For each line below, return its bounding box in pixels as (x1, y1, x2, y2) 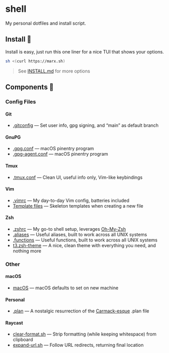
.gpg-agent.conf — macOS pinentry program (12, 151, 108, 157)
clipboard (12, 337, 33, 343)
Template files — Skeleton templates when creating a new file (12, 202, 144, 209)
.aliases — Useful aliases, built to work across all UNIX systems (12, 231, 147, 237)
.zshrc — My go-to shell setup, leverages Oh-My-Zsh (12, 226, 126, 232)
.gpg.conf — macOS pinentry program (12, 145, 94, 152)
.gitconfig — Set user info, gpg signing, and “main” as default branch (12, 122, 159, 128)
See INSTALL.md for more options (17, 68, 90, 74)
